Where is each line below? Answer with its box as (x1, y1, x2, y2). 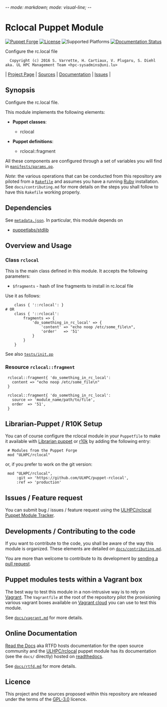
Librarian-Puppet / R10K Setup (5, 419, 103, 428)
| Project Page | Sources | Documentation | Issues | (5, 71, 111, 77)
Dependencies (5, 204, 52, 212)
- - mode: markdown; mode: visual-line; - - (5, 5, 92, 10)
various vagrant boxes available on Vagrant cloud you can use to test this (5, 599, 156, 605)
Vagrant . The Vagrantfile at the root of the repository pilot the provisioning (5, 594, 160, 600)
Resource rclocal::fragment (5, 364, 75, 371)
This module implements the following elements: (5, 109, 105, 115)
